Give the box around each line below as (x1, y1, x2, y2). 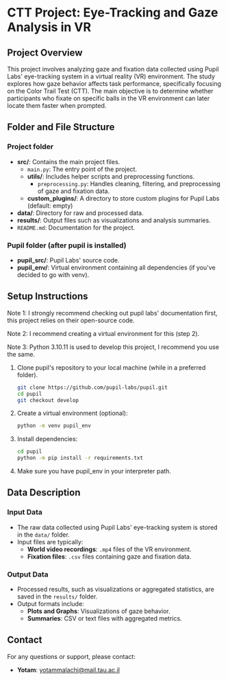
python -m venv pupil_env (16, 423, 91, 429)
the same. (7, 350, 36, 358)
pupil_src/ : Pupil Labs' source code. (16, 256, 120, 264)
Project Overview (7, 47, 83, 58)
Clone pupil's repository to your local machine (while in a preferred (16, 363, 206, 372)
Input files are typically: (16, 537, 84, 546)
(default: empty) (27, 201, 73, 210)
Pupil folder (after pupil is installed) (7, 241, 127, 250)
